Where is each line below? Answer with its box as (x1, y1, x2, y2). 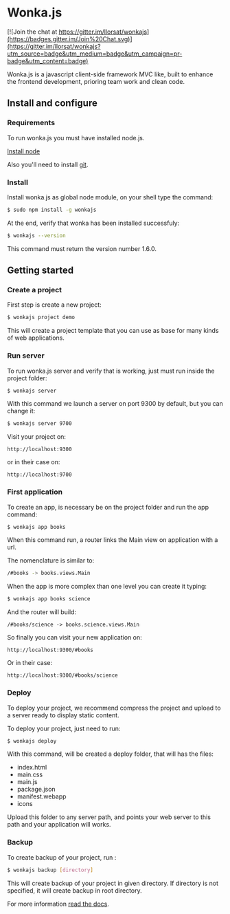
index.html (16, 763, 47, 772)
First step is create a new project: (7, 301, 102, 309)
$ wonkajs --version (7, 232, 67, 239)
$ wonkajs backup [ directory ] (7, 867, 94, 873)
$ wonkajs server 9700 (7, 420, 72, 427)
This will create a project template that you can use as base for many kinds (7, 327, 219, 335)
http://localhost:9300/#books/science (7, 672, 118, 679)
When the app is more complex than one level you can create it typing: (7, 583, 207, 591)
